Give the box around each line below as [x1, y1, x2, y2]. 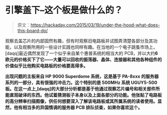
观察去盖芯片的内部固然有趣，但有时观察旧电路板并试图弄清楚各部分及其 [5, 38, 153, 44]
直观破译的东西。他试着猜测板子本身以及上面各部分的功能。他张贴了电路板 [9, 92, 162, 98]
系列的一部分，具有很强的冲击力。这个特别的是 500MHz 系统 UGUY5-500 [5, 79, 158, 85]
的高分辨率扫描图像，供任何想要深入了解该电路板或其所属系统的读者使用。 [5, 98, 158, 104]
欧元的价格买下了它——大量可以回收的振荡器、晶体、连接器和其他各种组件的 [5, 56, 162, 62]
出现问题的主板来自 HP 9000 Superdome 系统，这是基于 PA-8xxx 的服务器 [5, 73, 159, 79]
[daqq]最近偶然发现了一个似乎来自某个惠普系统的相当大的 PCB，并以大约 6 [5, 50, 158, 56]
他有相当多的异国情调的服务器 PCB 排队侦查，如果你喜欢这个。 [13, 104, 143, 110]
